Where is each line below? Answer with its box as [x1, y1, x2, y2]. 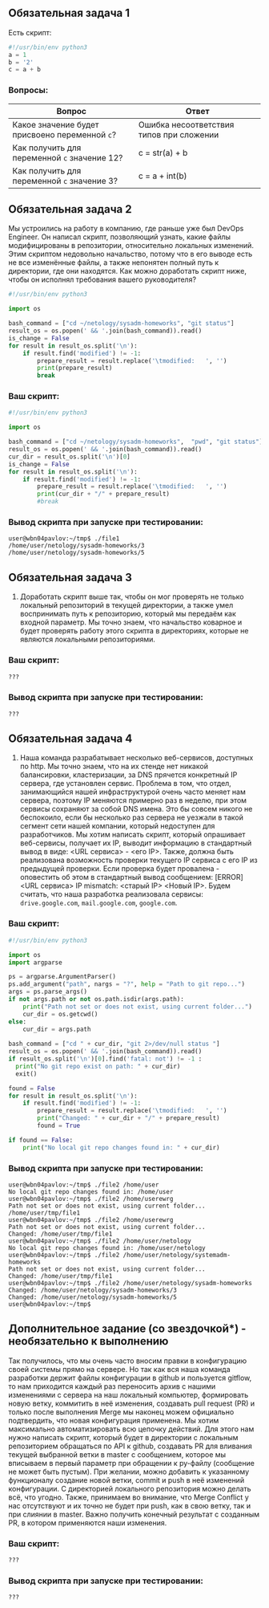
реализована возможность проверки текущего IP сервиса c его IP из [19, 855, 258, 865]
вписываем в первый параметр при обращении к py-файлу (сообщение [8, 1458, 255, 1468]
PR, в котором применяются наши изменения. [8, 1517, 167, 1528]
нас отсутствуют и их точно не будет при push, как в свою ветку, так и [8, 1500, 251, 1510]
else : [8, 1017, 26, 1026]
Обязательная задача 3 [8, 570, 132, 584]
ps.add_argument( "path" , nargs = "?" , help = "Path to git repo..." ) [8, 980, 246, 988]
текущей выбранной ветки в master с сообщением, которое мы [8, 1449, 227, 1459]
